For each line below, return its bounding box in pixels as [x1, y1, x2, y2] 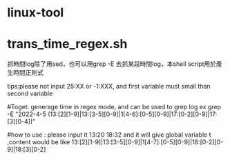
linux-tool [7, 5, 64, 21]
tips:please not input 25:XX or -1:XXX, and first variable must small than [7, 82, 211, 91]
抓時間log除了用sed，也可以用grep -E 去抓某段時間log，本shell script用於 [7, 60, 216, 68]
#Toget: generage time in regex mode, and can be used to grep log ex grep [7, 103, 222, 111]
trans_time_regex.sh [7, 36, 128, 52]
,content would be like [7, 138, 70, 146]
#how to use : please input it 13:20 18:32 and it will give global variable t [7, 130, 211, 139]
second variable [7, 89, 53, 98]
